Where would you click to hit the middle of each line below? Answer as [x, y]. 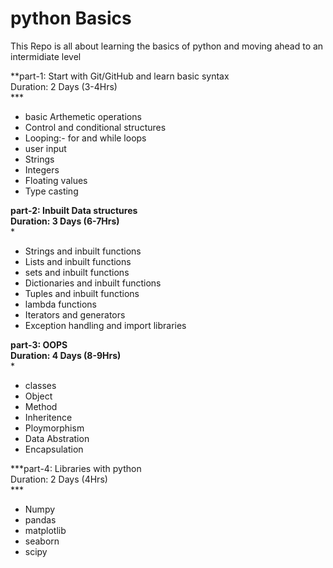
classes [40, 385]
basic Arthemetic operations [83, 116]
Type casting [51, 191]
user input [45, 148]
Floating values [56, 180]
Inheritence [48, 417]
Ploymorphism [54, 428]
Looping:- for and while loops [85, 138]
